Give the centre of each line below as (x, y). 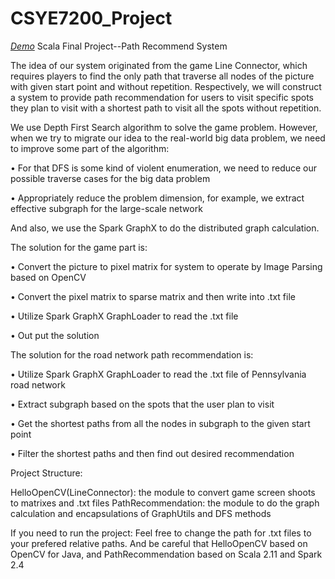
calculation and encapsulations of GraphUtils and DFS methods (141, 513)
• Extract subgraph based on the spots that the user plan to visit (142, 404)
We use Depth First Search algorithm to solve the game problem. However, (164, 127)
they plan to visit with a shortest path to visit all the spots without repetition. (166, 108)
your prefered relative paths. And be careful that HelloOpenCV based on (159, 543)
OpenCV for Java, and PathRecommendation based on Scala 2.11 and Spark (166, 554)
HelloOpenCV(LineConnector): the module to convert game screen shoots (163, 492)
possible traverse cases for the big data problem (110, 178)
